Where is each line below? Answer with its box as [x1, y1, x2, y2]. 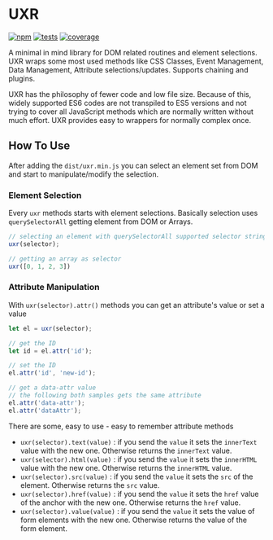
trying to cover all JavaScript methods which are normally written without [8, 107, 254, 116]
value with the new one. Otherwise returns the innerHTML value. [19, 463, 232, 472]
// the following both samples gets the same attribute [8, 392, 201, 400]
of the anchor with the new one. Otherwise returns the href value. [19, 498, 241, 507]
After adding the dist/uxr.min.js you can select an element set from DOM [8, 160, 258, 170]
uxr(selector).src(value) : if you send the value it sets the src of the [19, 472, 253, 481]
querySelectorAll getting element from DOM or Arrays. [8, 217, 193, 226]
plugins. [8, 73, 35, 83]
